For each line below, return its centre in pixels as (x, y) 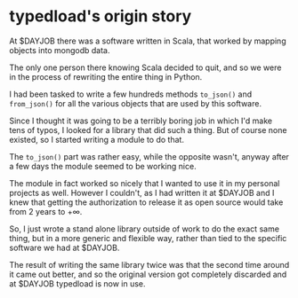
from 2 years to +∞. (46, 211)
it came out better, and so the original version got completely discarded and (148, 274)
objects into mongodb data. (60, 50)
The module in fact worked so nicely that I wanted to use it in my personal (145, 183)
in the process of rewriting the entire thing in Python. (106, 76)
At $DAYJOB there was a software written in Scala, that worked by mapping (148, 41)
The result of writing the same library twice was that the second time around (149, 264)
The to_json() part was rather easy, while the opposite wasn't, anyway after (149, 156)
